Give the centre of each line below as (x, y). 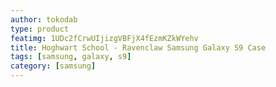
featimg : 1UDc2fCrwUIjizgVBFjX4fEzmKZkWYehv (104, 38)
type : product (40, 29)
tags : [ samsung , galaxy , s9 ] (71, 57)
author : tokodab (44, 19)
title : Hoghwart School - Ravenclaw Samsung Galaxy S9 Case (138, 47)
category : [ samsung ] (53, 66)
